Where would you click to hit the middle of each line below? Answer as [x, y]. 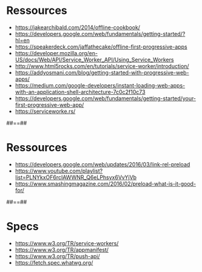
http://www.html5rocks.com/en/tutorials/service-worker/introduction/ [102, 66]
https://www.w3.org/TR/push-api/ [57, 256]
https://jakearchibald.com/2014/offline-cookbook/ [78, 27]
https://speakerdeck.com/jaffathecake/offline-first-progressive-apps [101, 47]
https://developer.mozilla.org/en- [56, 53]
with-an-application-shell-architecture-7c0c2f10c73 [80, 92]
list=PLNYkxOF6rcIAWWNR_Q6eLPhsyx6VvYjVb [76, 177]
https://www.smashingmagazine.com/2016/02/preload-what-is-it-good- [105, 183]
